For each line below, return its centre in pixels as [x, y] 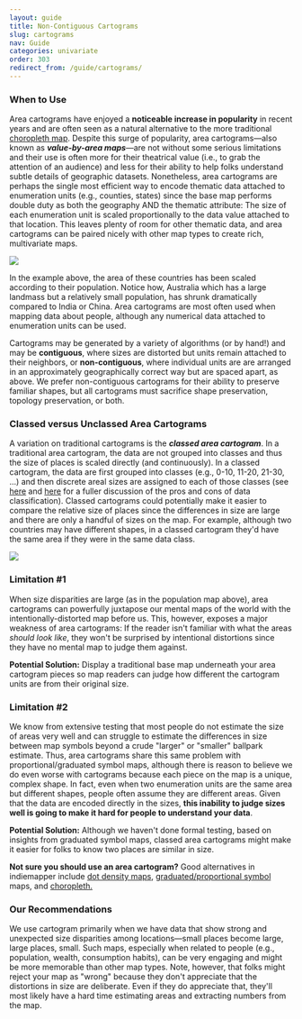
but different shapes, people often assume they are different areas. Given [145, 794]
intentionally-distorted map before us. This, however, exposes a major [138, 618]
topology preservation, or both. [67, 401]
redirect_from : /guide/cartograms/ [76, 68]
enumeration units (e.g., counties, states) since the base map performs [141, 196]
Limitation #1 [38, 579]
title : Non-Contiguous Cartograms [74, 26]
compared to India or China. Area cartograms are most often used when [142, 306]
